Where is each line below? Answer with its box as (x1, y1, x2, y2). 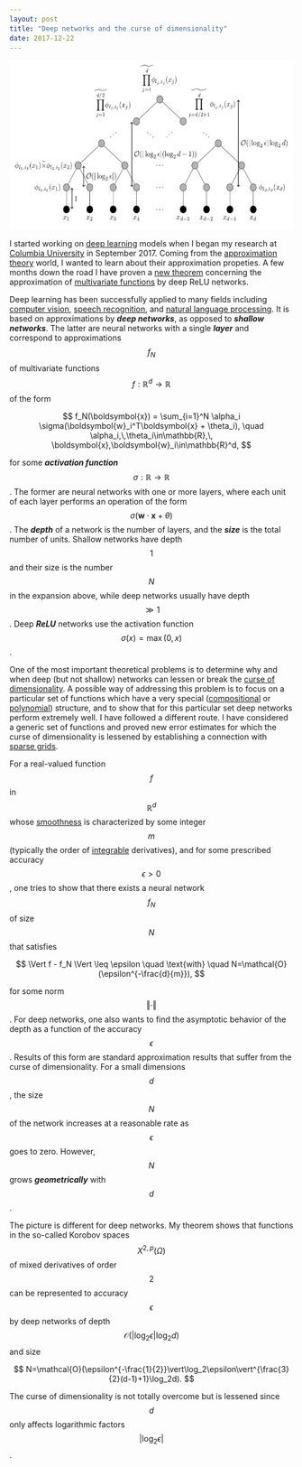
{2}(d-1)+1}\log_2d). (107, 1373, 183, 1384)
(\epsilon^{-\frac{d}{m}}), (97, 969, 193, 980)
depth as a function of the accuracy (9, 1024, 142, 1035)
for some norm (9, 986, 65, 997)
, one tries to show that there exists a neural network (9, 883, 205, 894)
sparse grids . (9, 740, 59, 751)
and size (9, 1346, 41, 1357)
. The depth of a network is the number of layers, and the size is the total (9, 524, 281, 534)
